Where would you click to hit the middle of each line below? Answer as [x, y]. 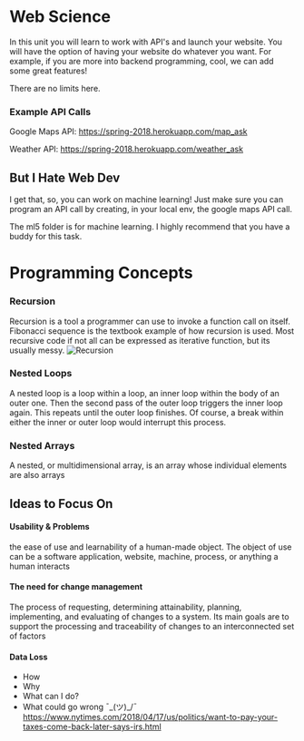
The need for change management [76, 587]
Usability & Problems [49, 527]
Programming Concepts [101, 273]
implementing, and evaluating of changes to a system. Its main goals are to [149, 616]
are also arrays [37, 475]
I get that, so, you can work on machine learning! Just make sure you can [147, 200]
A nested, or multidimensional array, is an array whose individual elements [148, 465]
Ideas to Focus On [61, 504]
